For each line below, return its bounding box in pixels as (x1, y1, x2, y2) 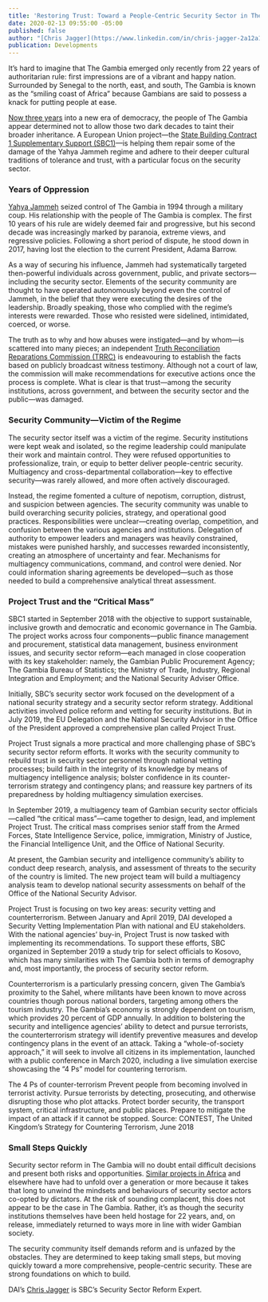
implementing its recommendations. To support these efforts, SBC (8, 938, 226, 948)
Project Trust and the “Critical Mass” (8, 595, 155, 607)
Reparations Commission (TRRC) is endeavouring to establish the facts (8, 352, 242, 362)
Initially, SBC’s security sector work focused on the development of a (8, 689, 235, 699)
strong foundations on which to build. (8, 1269, 132, 1279)
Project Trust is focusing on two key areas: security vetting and (8, 904, 216, 914)
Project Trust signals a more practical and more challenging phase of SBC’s (8, 739, 256, 748)
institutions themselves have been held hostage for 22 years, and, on (8, 1212, 235, 1221)
